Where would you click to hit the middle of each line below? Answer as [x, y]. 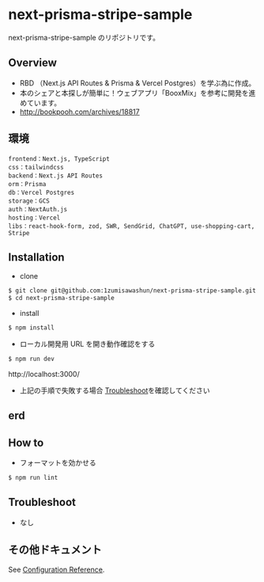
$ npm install [32, 328]
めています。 [40, 103]
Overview [33, 63]
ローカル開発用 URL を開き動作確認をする [87, 344]
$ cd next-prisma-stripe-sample [61, 299]
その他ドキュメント [55, 550]
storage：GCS [29, 201]
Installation [36, 257]
